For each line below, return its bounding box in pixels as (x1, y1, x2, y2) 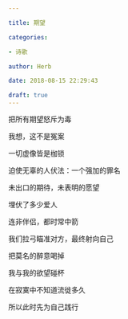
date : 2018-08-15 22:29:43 (8, 77, 98, 85)
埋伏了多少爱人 (8, 200, 58, 209)
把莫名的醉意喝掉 (8, 251, 65, 260)
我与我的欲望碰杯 (8, 268, 65, 277)
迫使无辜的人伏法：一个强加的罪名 (8, 166, 121, 175)
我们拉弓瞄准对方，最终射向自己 (8, 234, 114, 243)
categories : (8, 33, 48, 41)
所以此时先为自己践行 (8, 302, 78, 312)
